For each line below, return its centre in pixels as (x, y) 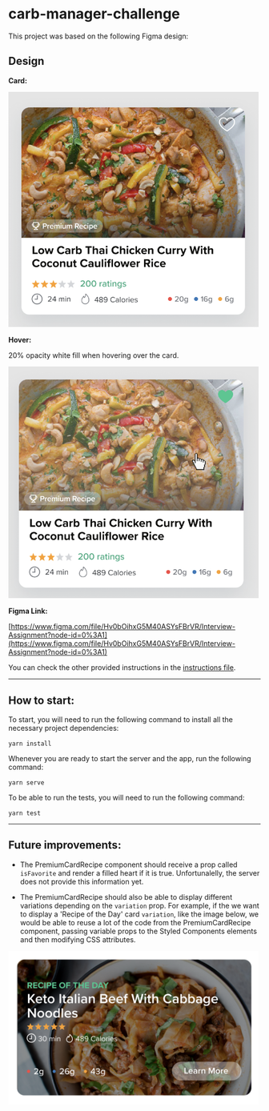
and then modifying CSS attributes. (78, 939)
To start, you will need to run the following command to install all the (121, 719)
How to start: (41, 700)
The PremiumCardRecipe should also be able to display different (126, 896)
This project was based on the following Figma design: (98, 36)
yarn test (25, 813)
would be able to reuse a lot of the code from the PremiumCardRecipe (135, 922)
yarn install (30, 744)
